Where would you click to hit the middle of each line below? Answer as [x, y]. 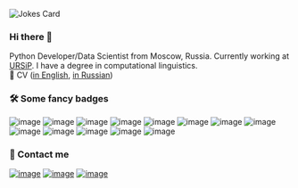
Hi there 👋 [31, 37]
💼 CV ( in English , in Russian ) [61, 75]
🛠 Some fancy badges [59, 99]
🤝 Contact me [39, 154]
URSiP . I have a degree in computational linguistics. [103, 66]
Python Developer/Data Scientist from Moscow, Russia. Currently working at [149, 56]
